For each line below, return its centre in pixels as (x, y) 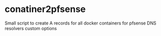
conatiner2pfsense (45, 9)
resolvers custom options (31, 28)
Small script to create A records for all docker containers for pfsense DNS (80, 23)
